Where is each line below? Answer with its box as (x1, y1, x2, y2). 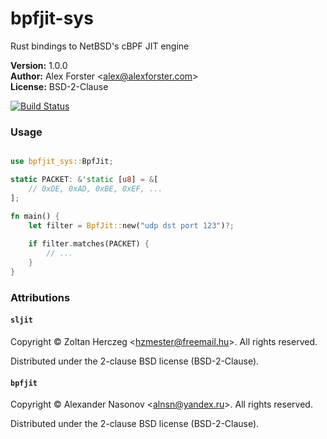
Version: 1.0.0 (10, 59, 68, 71)
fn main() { (10, 211, 60, 221)
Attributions (10, 290, 71, 304)
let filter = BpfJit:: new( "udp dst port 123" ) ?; (28, 220, 235, 231)
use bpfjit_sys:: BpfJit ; (10, 157, 114, 167)
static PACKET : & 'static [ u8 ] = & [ (10, 175, 159, 185)
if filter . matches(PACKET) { (28, 239, 150, 249)
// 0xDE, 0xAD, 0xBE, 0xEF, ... (28, 183, 163, 194)
